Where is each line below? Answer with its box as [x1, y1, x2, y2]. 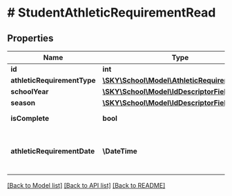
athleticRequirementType [10, 76, 96, 85]
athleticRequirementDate [10, 146, 95, 156]
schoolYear [10, 87, 49, 96]
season [10, 98, 36, 108]
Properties [7, 32, 54, 44]
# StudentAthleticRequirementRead [7, 5, 216, 21]
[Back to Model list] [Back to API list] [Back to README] [7, 182, 166, 189]
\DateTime [102, 146, 138, 156]
